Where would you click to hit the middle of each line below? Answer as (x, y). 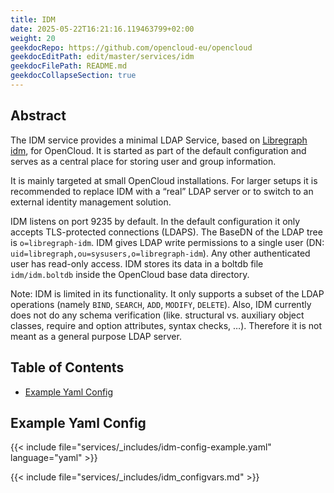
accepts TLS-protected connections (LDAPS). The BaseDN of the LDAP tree (166, 232)
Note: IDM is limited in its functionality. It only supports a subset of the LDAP (167, 293)
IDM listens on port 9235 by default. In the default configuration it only (155, 221)
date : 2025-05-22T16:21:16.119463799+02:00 (102, 29)
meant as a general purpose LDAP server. (96, 336)
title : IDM (33, 19)
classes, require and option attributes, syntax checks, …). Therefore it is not (166, 325)
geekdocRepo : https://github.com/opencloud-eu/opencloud (131, 47)
